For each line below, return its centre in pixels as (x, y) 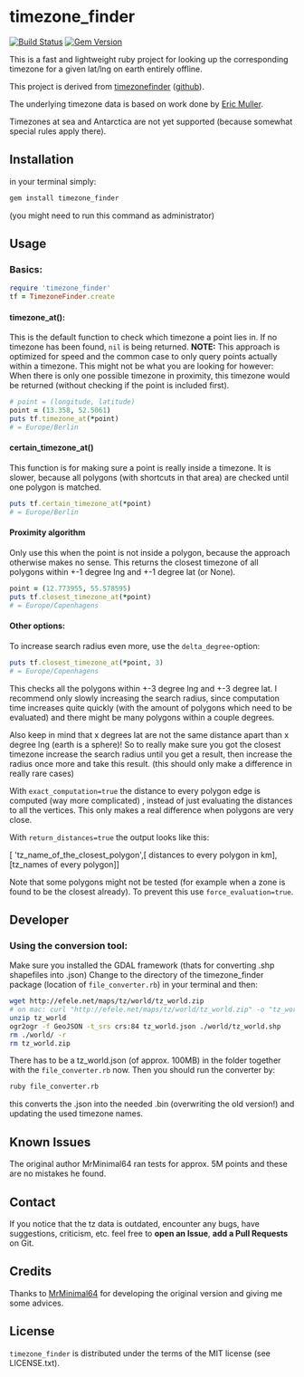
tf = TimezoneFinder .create (62, 297)
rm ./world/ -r (38, 1035)
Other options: (38, 626)
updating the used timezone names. (76, 1114)
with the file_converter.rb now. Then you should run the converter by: (142, 1070)
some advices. (37, 1303)
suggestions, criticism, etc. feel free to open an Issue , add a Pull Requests (149, 1233)
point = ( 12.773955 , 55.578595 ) (70, 588)
